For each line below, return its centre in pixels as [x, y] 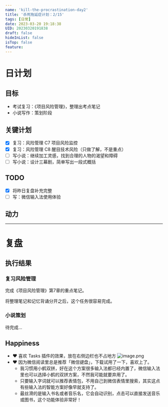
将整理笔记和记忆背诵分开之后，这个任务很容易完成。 [60, 301]
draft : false [19, 33]
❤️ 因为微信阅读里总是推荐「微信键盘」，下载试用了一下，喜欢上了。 [82, 362]
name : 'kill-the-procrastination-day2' [47, 10]
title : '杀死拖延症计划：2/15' [35, 15]
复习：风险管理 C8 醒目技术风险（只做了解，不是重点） [69, 149]
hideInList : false [24, 38]
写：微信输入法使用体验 [36, 197]
